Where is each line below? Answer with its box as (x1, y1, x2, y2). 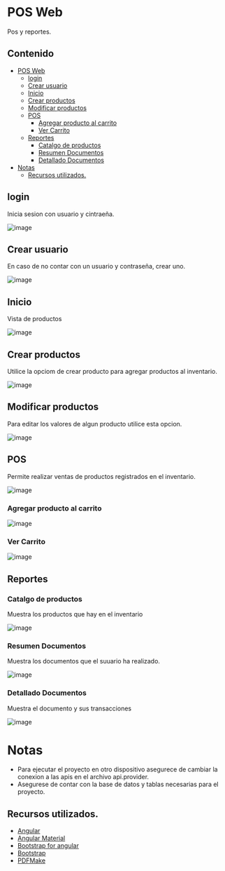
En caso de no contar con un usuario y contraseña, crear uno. (7, 262, 186, 271)
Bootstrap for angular (17, 842, 79, 850)
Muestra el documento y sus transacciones (7, 704, 131, 713)
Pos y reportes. (7, 27, 52, 36)
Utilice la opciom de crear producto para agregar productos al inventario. (7, 367, 218, 375)
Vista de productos (7, 315, 62, 323)
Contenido (7, 48, 55, 60)
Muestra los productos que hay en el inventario (7, 609, 143, 618)
